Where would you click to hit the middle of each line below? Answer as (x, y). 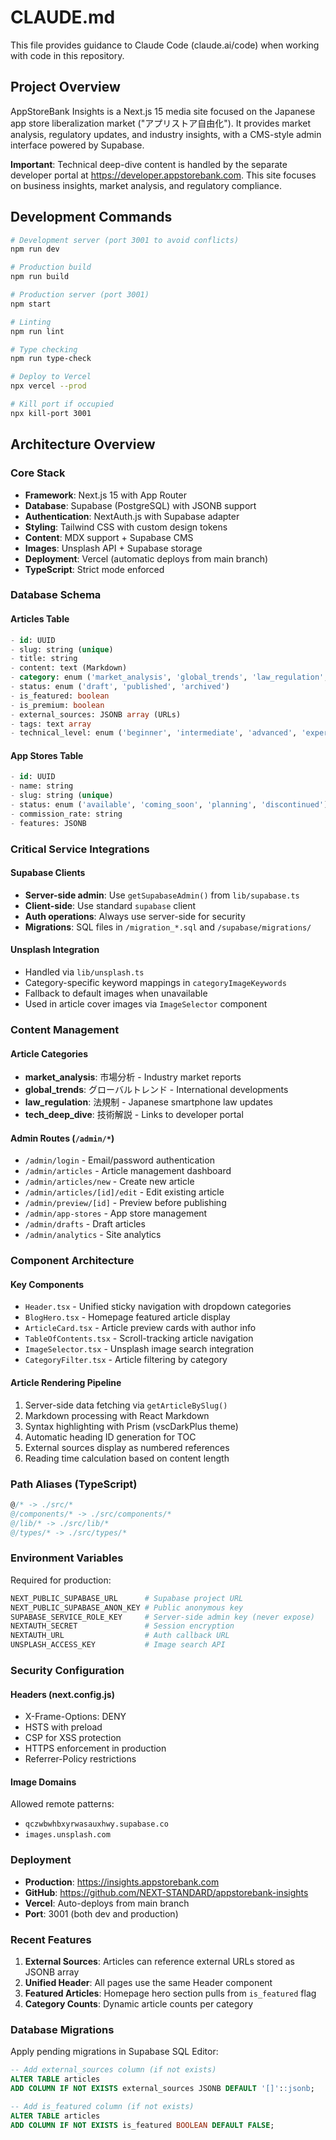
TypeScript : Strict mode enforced (94, 569)
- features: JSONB (48, 823)
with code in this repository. (67, 55)
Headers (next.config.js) (62, 1694)
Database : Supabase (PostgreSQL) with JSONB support (140, 505)
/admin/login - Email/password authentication (119, 1160)
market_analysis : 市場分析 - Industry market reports (133, 1077)
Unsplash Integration (55, 950)
